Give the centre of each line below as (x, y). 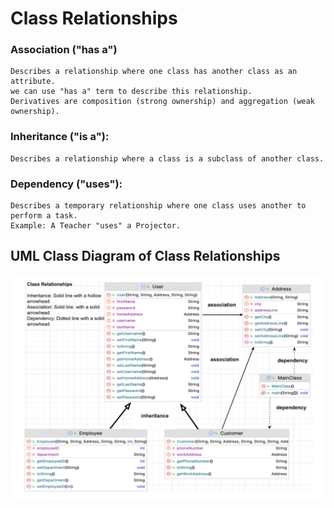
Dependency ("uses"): (66, 184)
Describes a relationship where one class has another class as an (154, 72)
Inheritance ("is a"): (60, 137)
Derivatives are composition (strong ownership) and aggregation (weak (162, 102)
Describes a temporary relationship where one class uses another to (158, 206)
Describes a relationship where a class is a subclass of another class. (167, 158)
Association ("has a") (64, 50)
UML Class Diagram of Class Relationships (145, 256)
